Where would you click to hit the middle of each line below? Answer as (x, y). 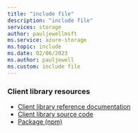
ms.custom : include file (44, 66)
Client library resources (49, 91)
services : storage (34, 27)
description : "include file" (50, 21)
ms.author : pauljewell (41, 60)
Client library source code (55, 114)
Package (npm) (40, 122)
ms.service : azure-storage (47, 40)
